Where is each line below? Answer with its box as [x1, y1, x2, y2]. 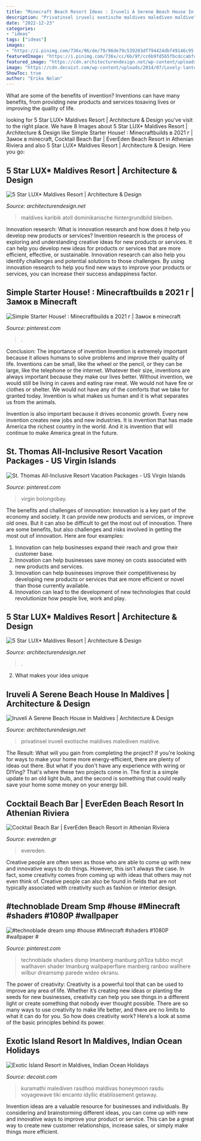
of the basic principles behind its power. [6, 1019, 105, 1026]
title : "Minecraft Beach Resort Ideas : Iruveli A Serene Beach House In [6, 8, 194, 15]
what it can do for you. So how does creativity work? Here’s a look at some [6, 1012, 190, 1019]
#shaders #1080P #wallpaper [6, 911, 118, 921]
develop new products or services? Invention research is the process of [6, 232, 183, 239]
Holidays [6, 1046, 40, 1056]
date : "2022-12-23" [6, 20, 55, 26]
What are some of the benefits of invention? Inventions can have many [6, 92, 181, 99]
